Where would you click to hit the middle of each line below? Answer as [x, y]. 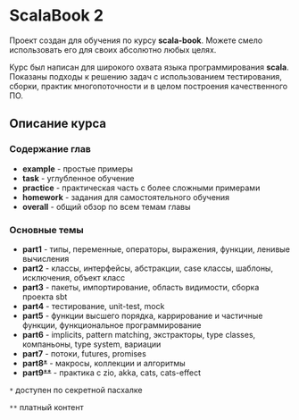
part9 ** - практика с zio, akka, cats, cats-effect [112, 373]
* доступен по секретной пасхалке [76, 390]
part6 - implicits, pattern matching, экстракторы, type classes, [139, 334]
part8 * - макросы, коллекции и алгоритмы [104, 363]
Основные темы [47, 230]
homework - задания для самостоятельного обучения [126, 197]
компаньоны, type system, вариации [91, 344]
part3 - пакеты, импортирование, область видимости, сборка [141, 287]
